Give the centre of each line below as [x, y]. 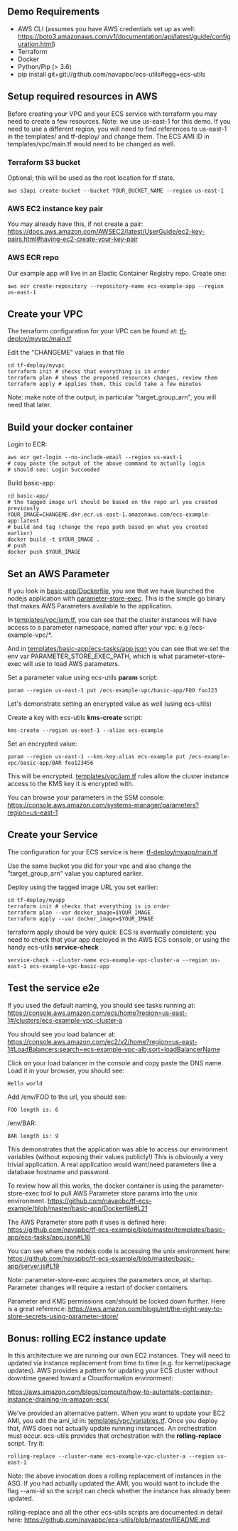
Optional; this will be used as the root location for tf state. [91, 178]
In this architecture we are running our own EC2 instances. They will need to [119, 1355]
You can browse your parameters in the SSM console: [86, 797]
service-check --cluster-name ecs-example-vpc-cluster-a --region [108, 960]
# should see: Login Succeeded [54, 470]
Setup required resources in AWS [82, 96]
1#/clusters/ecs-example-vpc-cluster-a [65, 1020]
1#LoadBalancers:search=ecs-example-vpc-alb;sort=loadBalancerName [114, 1049]
